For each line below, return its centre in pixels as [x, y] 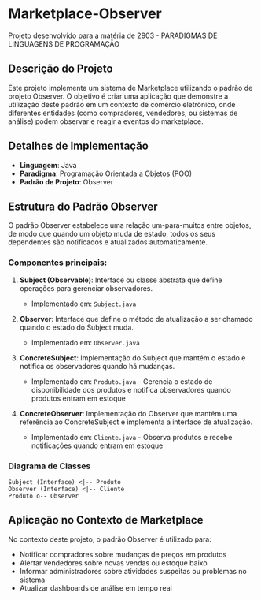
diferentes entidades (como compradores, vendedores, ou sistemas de [123, 113]
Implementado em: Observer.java [85, 342]
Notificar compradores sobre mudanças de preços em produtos [123, 554]
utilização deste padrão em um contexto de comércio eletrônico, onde [122, 104]
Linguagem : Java [48, 165]
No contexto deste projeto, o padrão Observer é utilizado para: [110, 539]
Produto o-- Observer [44, 496]
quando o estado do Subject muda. [76, 327]
